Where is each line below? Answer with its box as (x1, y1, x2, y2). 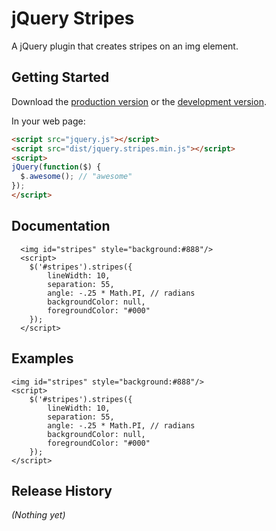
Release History (11, 482, 113, 499)
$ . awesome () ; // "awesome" (20, 172, 133, 182)
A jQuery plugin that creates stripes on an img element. (11, 40, 239, 52)
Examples (11, 350, 74, 367)
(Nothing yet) (11, 509, 66, 521)
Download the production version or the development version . (11, 95, 267, 107)
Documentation (11, 218, 111, 235)
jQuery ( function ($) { (11, 162, 102, 172)
